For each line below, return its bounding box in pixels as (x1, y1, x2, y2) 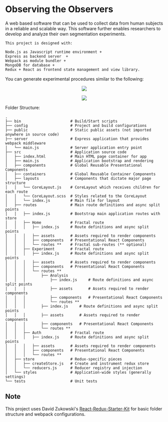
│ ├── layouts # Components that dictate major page (5, 176, 151, 181)
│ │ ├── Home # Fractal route (5, 220, 104, 225)
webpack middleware (5, 140, 46, 146)
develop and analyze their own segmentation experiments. (5, 31, 126, 37)
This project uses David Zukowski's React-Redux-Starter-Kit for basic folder (5, 405, 162, 411)
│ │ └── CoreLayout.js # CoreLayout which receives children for (5, 185, 160, 190)
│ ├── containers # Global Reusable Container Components (5, 171, 156, 177)
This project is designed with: (5, 40, 73, 46)
